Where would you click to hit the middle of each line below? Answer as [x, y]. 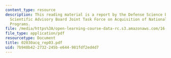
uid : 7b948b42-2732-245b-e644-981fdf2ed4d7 [52, 47]
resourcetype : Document [31, 38]
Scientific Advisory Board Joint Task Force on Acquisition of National [89, 19]
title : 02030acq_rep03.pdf [34, 43]
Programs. [20, 24]
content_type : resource [31, 10]
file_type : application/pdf [35, 33]
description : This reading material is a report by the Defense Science [84, 15]
